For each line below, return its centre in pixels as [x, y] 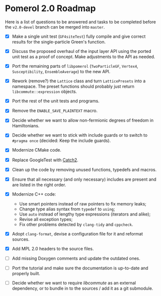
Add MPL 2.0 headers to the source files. [53, 249]
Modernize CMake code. [37, 150]
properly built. [26, 273]
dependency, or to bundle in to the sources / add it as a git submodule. [82, 288]
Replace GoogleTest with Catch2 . [45, 160]
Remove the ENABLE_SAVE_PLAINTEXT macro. [55, 111]
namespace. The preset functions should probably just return [73, 86]
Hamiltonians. [26, 126]
